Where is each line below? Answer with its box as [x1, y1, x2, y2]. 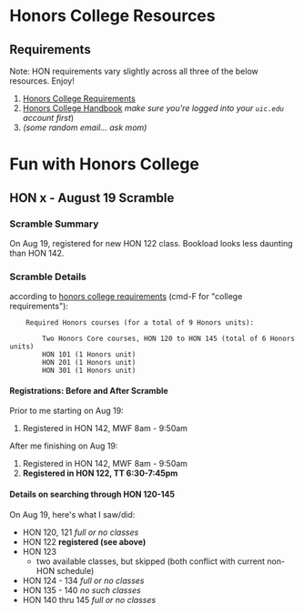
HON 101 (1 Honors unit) [42, 350, 137, 359]
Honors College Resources [9, 5, 216, 26]
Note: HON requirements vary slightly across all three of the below [9, 65, 259, 76]
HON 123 [22, 546, 57, 557]
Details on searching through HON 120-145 [9, 488, 176, 499]
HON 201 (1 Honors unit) [42, 358, 137, 367]
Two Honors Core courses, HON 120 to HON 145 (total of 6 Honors [42, 334, 296, 344]
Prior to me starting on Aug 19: [9, 406, 125, 417]
